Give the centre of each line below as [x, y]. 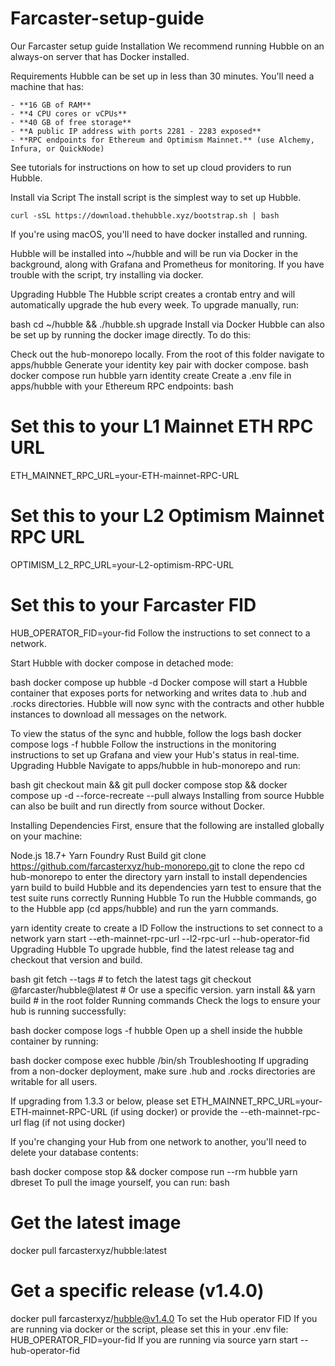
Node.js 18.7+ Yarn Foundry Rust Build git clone [108, 855]
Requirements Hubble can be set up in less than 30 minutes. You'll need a [162, 76]
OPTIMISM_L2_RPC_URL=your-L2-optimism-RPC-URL [122, 564]
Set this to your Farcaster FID [133, 605]
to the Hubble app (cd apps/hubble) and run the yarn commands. [144, 908]
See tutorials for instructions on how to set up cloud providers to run [151, 167]
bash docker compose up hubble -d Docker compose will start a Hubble [159, 682]
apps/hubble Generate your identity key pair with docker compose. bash [159, 364]
